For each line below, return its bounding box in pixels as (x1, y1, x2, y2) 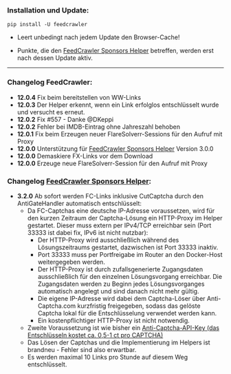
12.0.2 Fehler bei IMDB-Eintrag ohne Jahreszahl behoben (16, 123, 181, 131)
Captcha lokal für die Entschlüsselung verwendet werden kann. (37, 309, 217, 317)
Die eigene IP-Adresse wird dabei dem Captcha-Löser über (37, 294, 206, 302)
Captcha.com (37, 302, 76, 310)
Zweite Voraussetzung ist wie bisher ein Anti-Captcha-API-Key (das (27, 323, 220, 332)
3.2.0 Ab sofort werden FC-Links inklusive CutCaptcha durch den (16, 191, 204, 200)
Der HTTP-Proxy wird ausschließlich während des (37, 236, 179, 244)
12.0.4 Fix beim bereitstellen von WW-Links (16, 93, 142, 101)
